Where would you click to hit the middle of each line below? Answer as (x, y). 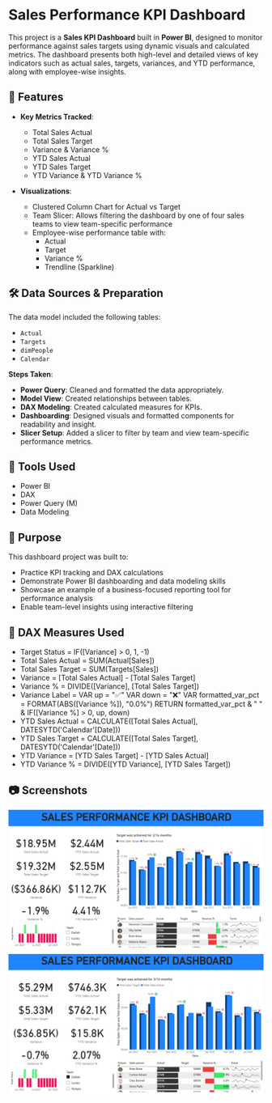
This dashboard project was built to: (68, 557)
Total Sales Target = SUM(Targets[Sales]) (89, 669)
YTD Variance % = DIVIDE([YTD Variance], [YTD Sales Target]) (125, 764)
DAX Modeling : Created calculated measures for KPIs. (111, 407)
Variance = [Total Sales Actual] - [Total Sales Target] (108, 678)
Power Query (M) (49, 503)
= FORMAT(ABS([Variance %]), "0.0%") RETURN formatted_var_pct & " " (141, 704)
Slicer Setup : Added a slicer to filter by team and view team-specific (134, 433)
